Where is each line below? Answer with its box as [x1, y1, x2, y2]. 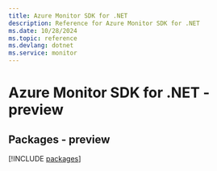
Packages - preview [8, 132, 111, 146]
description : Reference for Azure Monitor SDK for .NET [8, 19, 200, 27]
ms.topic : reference [8, 34, 78, 43]
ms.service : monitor [8, 49, 78, 57]
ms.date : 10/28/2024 [8, 26, 78, 35]
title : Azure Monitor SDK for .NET [8, 11, 128, 20]
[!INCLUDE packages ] [8, 154, 81, 163]
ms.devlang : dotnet [8, 42, 74, 50]
